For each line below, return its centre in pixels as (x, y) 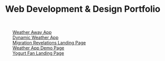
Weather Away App (32, 32)
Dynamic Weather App (35, 37)
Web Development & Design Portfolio (83, 9)
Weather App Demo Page (38, 48)
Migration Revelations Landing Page (49, 42)
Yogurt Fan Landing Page (38, 53)
